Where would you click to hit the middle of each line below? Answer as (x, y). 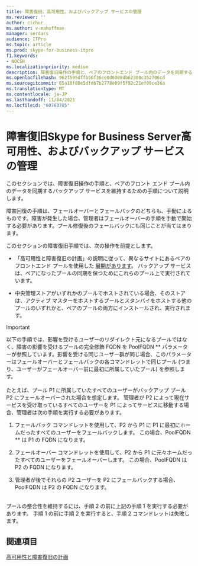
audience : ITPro (26, 39)
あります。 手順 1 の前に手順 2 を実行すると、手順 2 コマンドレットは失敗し (98, 514)
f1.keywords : (22, 56)
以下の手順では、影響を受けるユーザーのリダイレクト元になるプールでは (94, 340)
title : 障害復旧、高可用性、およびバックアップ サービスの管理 (74, 12)
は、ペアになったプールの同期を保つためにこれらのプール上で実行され (100, 273)
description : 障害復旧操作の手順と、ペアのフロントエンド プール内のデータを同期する (100, 72)
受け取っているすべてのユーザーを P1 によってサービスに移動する (105, 405)
